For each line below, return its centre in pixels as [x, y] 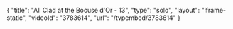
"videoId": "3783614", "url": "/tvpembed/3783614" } [105, 18]
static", [17, 18]
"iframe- [214, 10]
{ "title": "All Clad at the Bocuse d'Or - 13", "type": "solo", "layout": [103, 10]
